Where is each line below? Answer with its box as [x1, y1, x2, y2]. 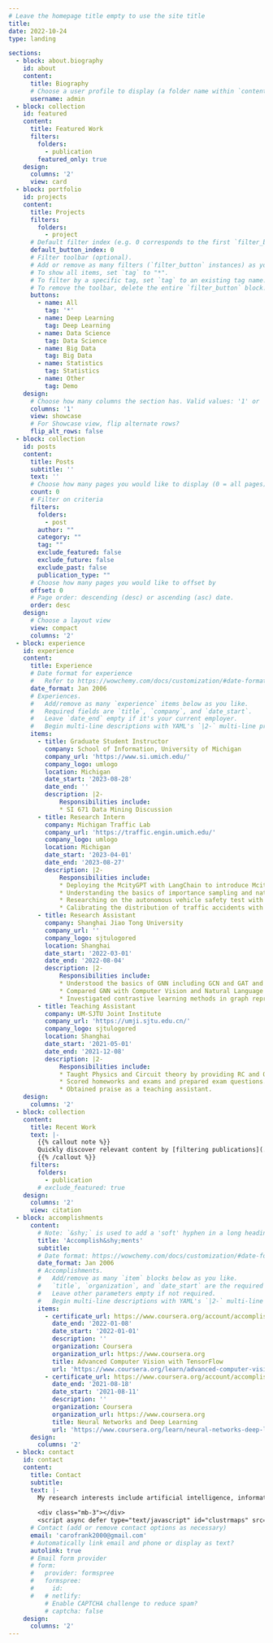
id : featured [23, 110, 67, 118]
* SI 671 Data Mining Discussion [59, 805, 173, 813]
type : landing [8, 34, 57, 43]
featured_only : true [37, 155, 107, 163]
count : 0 [29, 488, 60, 496]
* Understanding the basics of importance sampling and [59, 888, 253, 897]
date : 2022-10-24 [8, 27, 67, 35]
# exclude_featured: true [37, 1183, 126, 1192]
